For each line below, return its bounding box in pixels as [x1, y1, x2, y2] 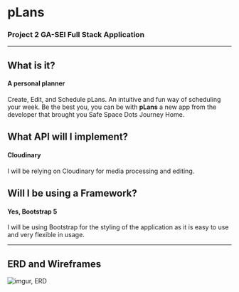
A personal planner [7, 79, 65, 88]
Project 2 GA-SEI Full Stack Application [7, 30, 144, 40]
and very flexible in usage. [7, 231, 85, 239]
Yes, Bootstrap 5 [7, 207, 58, 216]
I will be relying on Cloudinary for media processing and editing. [7, 167, 195, 175]
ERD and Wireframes [7, 258, 102, 270]
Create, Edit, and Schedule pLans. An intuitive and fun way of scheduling [7, 95, 221, 104]
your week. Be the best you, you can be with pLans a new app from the [7, 103, 217, 111]
